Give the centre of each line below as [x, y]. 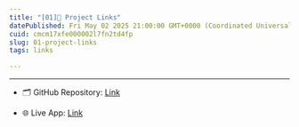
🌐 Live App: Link [52, 113]
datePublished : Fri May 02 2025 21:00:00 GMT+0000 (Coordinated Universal [151, 26]
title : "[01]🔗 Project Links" [65, 17]
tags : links [31, 51]
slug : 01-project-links [53, 42]
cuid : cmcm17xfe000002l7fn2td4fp [71, 34]
